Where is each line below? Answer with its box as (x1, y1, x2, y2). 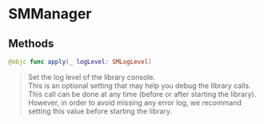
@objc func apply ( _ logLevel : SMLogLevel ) (8, 58, 152, 66)
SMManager (8, 5, 92, 23)
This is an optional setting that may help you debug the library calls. (27, 81, 251, 90)
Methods (8, 37, 54, 50)
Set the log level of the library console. (27, 72, 156, 82)
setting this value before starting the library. (27, 106, 173, 116)
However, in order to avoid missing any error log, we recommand (27, 98, 242, 107)
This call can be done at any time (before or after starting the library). (27, 89, 257, 98)
